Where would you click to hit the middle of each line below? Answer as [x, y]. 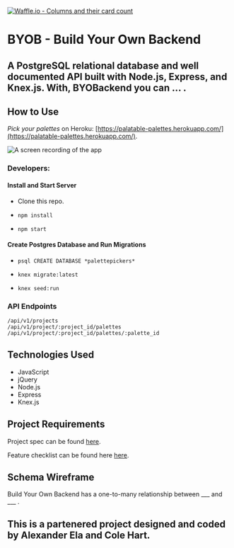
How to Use [33, 112]
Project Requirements [56, 424]
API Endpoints [32, 306]
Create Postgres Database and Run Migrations [77, 245]
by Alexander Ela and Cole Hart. [79, 535]
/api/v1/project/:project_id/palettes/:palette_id [83, 333]
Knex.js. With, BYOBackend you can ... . [97, 87]
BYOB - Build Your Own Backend [104, 40]
